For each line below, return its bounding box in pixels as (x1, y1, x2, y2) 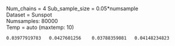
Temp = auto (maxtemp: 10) (6, 24, 75, 31)
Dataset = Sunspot (6, 11, 53, 18)
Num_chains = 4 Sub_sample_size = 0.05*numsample (6, 5, 139, 12)
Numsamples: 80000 (6, 18, 59, 24)
